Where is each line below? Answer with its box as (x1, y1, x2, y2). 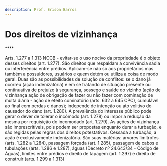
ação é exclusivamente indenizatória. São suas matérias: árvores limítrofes (5, 134, 159, 140)
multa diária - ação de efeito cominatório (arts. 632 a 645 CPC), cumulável (5, 97, 159, 103)
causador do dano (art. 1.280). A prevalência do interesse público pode (5, 108, 152, 114)
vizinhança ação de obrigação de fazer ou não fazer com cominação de (5, 92, 153, 98)
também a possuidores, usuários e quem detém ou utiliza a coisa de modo (5, 71, 158, 77)
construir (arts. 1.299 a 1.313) (5, 156, 65, 162)
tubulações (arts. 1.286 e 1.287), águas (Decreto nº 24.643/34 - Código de (5, 145, 159, 151)
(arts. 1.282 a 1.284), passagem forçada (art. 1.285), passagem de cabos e (5, 140, 158, 146)
